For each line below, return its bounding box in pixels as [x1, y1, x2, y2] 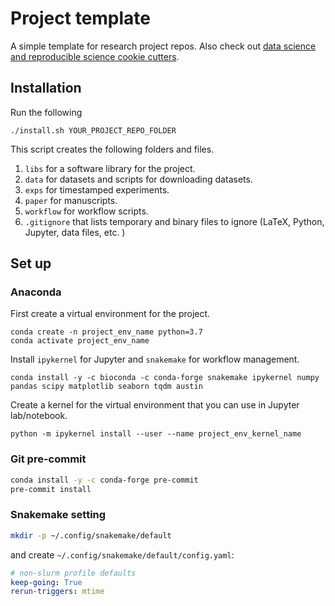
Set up [10, 255, 52, 272]
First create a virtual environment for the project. [10, 308, 211, 320]
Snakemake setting [10, 508, 107, 522]
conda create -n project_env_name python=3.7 [10, 327, 203, 337]
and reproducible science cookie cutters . [10, 50, 180, 62]
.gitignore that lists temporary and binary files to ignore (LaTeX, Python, [24, 215, 325, 227]
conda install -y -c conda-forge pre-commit [10, 475, 199, 485]
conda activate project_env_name [10, 336, 150, 346]
